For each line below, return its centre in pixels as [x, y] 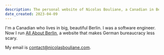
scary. [11, 38]
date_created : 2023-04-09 [31, 14]
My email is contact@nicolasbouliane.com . [48, 47]
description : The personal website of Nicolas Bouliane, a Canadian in [79, 9]
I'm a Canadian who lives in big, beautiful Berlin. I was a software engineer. [81, 27]
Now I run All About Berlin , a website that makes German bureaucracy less [80, 33]
